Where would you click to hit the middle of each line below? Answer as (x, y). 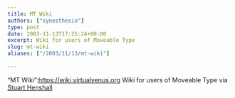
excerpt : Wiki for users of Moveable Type (71, 40)
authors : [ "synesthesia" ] (46, 21)
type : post (23, 27)
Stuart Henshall (30, 87)
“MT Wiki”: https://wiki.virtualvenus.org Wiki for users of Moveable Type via (117, 80)
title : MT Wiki (30, 14)
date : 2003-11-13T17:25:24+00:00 (57, 34)
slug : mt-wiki (28, 47)
